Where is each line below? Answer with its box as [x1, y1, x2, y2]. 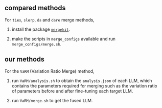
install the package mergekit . [11, 26, 70, 32]
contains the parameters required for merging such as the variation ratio [11, 83, 158, 88]
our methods [4, 55, 45, 64]
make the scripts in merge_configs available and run [11, 36, 116, 42]
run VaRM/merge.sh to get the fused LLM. [11, 97, 93, 103]
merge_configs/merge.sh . [11, 41, 62, 47]
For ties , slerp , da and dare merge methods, [4, 17, 95, 22]
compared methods [4, 4, 66, 12]
